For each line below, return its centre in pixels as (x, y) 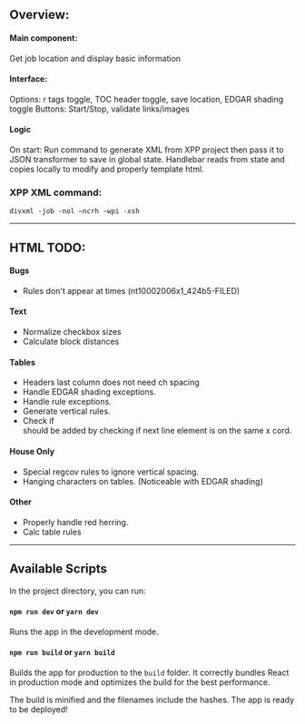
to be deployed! (39, 709)
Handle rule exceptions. (67, 402)
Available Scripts (58, 569)
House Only (32, 451)
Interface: (29, 79)
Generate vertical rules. (66, 411)
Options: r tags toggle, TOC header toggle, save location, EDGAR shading (147, 99)
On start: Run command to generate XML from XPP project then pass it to (147, 150)
